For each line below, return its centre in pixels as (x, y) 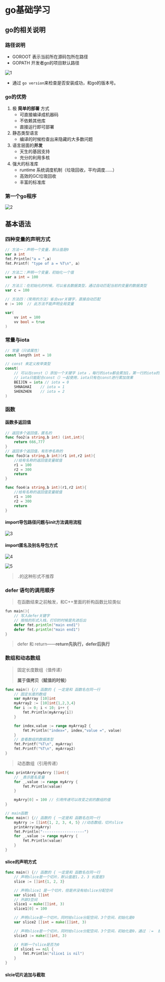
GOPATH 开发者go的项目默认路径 (46, 63)
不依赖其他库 (32, 121)
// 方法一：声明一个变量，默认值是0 (37, 250)
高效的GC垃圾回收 (38, 176)
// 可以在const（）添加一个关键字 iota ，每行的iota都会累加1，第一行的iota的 (87, 373)
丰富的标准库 (32, 182)
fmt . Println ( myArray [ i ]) (48, 713)
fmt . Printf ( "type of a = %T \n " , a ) (42, 263)
